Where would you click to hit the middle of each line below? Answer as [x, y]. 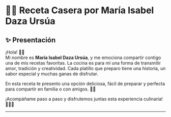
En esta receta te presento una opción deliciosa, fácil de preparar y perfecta [85, 84]
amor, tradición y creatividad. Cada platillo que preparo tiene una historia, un [85, 68]
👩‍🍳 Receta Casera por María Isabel [80, 10]
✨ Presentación [31, 40]
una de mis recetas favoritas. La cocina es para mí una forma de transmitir [83, 63]
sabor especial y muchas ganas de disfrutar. [52, 74]
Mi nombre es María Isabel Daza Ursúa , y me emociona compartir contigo [83, 57]
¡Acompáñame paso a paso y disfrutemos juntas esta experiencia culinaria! [84, 99]
